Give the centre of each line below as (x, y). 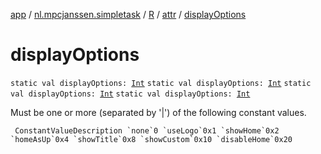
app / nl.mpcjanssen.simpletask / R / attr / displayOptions (128, 14)
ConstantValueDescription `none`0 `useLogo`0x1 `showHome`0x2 (147, 130)
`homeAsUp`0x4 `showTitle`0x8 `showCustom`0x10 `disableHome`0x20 (151, 139)
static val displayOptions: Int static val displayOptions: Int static (161, 83)
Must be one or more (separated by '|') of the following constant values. (158, 112)
